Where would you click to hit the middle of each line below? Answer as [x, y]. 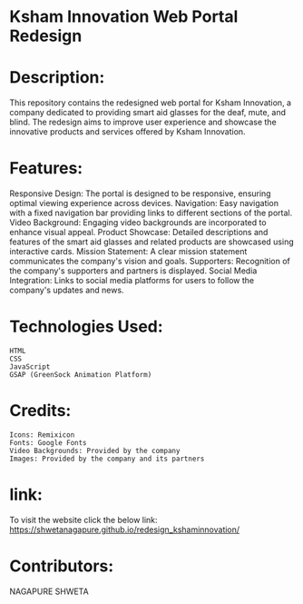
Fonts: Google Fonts [49, 442]
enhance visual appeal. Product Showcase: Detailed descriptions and [139, 233]
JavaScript [30, 367]
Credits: [40, 411]
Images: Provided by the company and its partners [107, 459]
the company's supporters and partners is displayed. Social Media [133, 271]
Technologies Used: [86, 327]
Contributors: [62, 566]
